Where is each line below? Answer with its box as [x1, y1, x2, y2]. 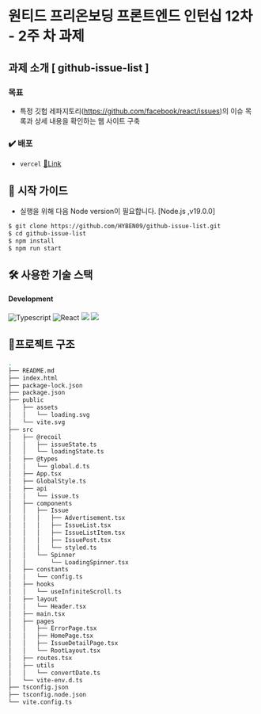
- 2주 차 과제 [8, 27, 85, 45]
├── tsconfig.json [8, 683, 69, 692]
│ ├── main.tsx [8, 609, 66, 618]
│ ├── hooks [8, 580, 55, 589]
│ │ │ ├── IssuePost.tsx [8, 536, 112, 544]
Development [8, 294, 54, 304]
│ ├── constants [8, 566, 69, 574]
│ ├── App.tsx [8, 470, 62, 478]
